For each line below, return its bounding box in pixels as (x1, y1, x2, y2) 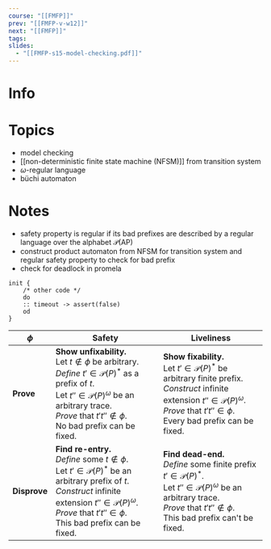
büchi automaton (19, 174, 77, 184)
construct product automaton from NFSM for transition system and (19, 247, 243, 256)
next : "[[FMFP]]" (8, 27, 67, 35)
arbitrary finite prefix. (162, 373, 244, 384)
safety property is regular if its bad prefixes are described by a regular (19, 229, 254, 239)
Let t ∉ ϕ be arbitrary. (55, 357, 140, 368)
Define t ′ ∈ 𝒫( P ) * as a (55, 366, 140, 379)
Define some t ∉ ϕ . (55, 454, 129, 465)
